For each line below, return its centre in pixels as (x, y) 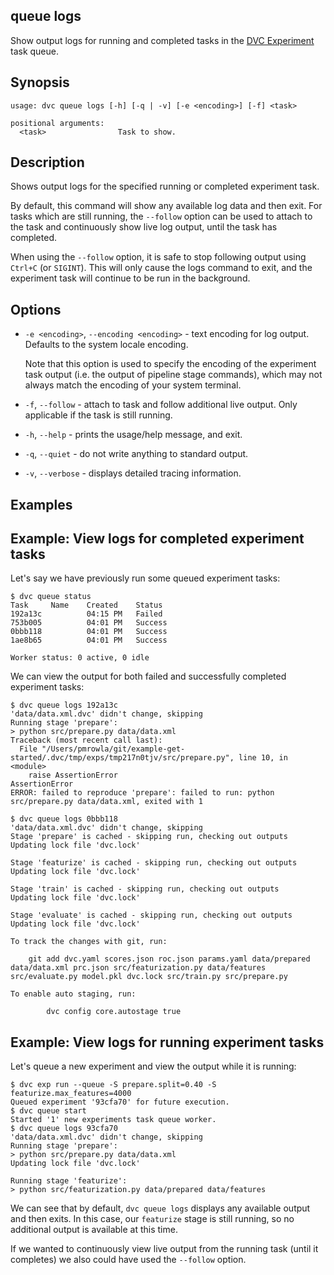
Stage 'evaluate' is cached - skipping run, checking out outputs (151, 915)
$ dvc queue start (48, 1111)
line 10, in (263, 758)
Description (47, 162)
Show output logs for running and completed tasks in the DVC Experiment (162, 40)
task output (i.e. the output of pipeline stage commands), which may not (173, 375)
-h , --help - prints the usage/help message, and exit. (133, 435)
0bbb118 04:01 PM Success (89, 632)
